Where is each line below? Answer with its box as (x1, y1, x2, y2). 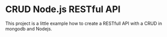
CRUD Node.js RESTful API (5, 4, 121, 15)
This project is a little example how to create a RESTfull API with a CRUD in (5, 20, 162, 26)
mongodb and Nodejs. (5, 25, 53, 31)
